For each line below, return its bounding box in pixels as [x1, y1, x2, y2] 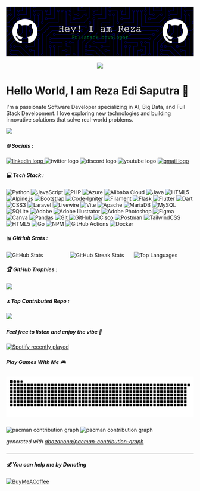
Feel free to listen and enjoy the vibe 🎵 [6, 328, 102, 335]
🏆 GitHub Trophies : [6, 266, 58, 273]
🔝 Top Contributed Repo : [6, 297, 70, 304]
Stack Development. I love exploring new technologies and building [6, 110, 171, 117]
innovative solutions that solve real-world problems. [6, 116, 133, 123]
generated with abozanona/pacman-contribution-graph [6, 438, 144, 445]
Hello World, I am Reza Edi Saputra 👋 [6, 84, 189, 97]
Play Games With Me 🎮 [6, 359, 67, 366]
